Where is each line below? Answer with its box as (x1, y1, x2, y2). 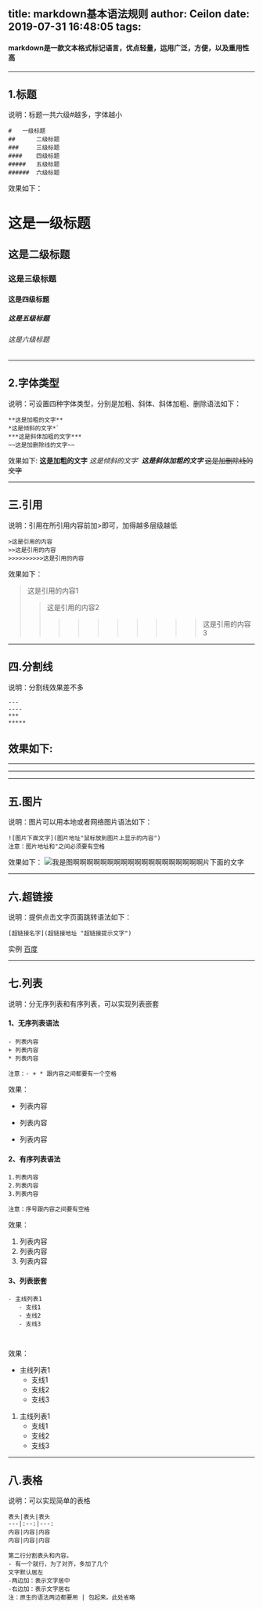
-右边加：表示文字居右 (8, 1585, 70, 1593)
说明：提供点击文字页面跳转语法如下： (8, 912, 131, 921)
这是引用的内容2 (46, 602, 100, 612)
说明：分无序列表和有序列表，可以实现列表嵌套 (8, 999, 159, 1008)
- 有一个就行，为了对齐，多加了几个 (8, 1560, 109, 1568)
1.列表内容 (8, 1173, 39, 1182)
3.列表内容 (8, 1190, 39, 1198)
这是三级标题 (8, 273, 57, 284)
